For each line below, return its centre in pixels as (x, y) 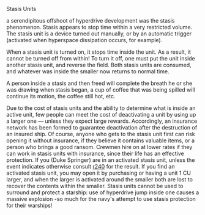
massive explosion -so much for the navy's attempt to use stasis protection (101, 199)
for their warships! (29, 205)
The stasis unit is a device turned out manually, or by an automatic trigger (99, 34)
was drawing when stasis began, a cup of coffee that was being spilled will (101, 90)
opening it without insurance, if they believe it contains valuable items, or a (100, 140)
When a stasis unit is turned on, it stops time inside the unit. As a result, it (99, 52)
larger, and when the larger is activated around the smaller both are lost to (99, 179)
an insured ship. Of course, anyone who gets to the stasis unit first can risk (101, 134)
